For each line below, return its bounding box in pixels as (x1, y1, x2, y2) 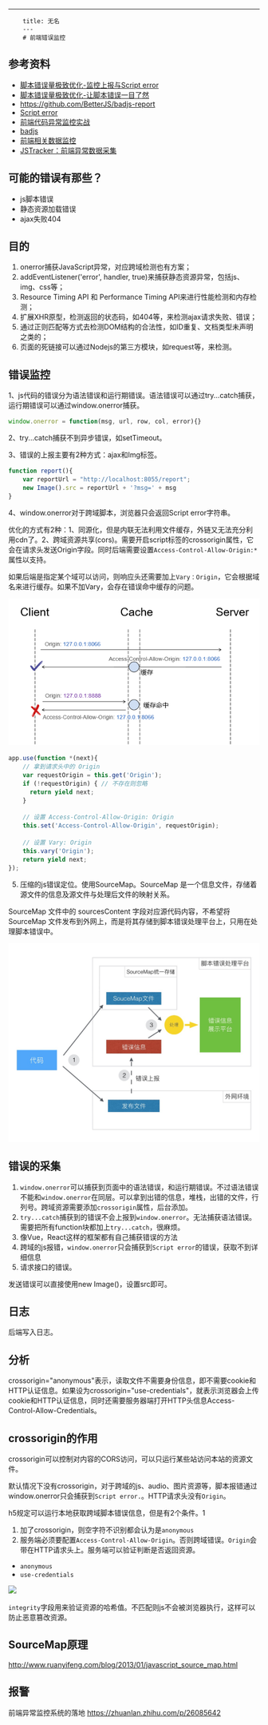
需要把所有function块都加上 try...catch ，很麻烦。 (19, 1222, 185, 1232)
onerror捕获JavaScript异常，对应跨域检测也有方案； (19, 262, 192, 272)
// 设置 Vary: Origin (22, 839, 92, 847)
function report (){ (8, 467, 73, 476)
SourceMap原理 (8, 1638, 89, 1651)
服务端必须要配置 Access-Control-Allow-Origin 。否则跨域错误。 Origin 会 (19, 1536, 258, 1544)
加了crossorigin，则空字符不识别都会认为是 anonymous (19, 1525, 194, 1535)
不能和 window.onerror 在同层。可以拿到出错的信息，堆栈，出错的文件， (19, 1192, 253, 1201)
